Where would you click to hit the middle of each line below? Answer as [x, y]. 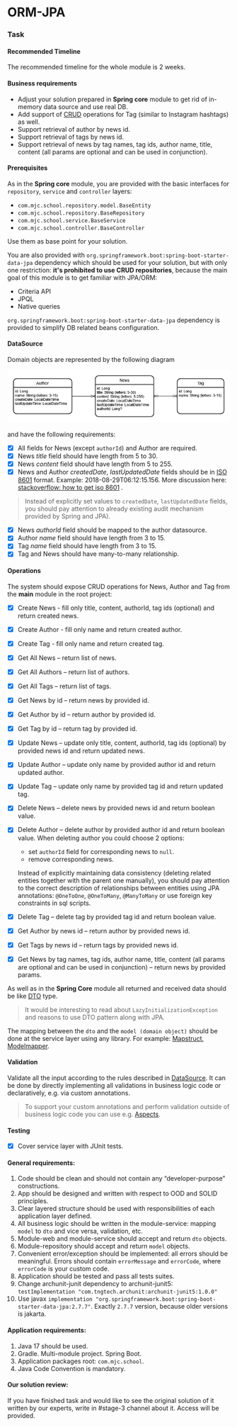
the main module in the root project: [60, 594]
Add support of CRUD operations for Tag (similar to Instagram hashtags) [123, 114]
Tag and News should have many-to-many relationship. [98, 554]
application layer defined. [54, 1216]
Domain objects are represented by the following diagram [91, 359]
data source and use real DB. [86, 106]
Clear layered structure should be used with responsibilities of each [116, 1209]
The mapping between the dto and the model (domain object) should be [112, 1030]
